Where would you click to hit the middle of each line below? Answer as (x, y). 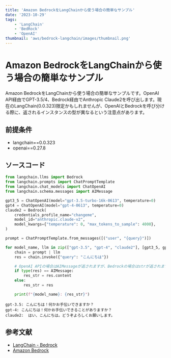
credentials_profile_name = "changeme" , (55, 215)
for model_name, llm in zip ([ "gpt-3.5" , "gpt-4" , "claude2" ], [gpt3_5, (83, 247)
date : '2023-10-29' (26, 15)
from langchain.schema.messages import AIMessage (59, 192)
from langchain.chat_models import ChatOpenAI (55, 187)
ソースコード (25, 165)
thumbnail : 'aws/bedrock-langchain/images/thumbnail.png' (68, 39)
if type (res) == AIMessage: (44, 271)
